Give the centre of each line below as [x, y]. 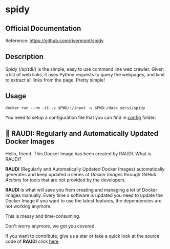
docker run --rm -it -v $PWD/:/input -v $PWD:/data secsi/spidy [75, 108]
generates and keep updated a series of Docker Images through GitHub [81, 175]
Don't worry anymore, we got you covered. [51, 226]
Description [24, 57]
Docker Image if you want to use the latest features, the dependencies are [83, 201]
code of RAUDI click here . [33, 241]
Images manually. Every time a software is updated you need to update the [84, 195]
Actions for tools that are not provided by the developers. [66, 180]
